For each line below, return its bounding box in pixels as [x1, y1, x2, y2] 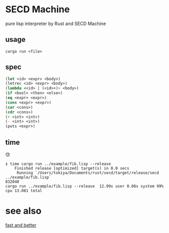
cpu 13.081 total [5, 188, 43, 193]
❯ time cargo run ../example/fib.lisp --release [5, 161, 111, 167]
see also [5, 205, 42, 217]
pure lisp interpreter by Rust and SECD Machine [5, 20, 107, 27]
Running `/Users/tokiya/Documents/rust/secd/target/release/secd [16, 170, 159, 175]
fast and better [5, 222, 37, 228]
